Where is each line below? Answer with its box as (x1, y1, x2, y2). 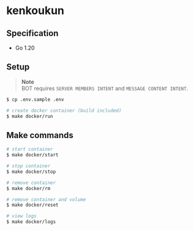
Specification (6, 28, 59, 38)
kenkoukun (6, 4, 65, 18)
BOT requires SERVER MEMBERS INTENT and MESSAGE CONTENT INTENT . (21, 84, 188, 92)
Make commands (6, 130, 73, 141)
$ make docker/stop (6, 169, 56, 175)
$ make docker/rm (6, 185, 51, 191)
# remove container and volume (6, 196, 86, 202)
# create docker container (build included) (6, 108, 122, 114)
